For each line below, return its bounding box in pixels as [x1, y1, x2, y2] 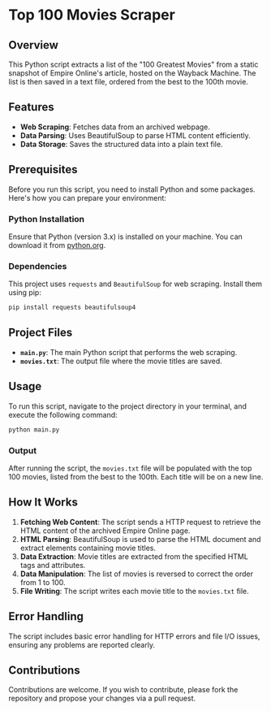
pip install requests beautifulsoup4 [8, 303, 136, 312]
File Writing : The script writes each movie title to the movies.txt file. [19, 586, 249, 596]
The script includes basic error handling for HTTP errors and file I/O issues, [8, 631, 260, 641]
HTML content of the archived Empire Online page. [19, 526, 191, 535]
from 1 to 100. [19, 577, 67, 587]
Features [8, 100, 54, 115]
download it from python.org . [8, 240, 106, 249]
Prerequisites [8, 163, 78, 176]
